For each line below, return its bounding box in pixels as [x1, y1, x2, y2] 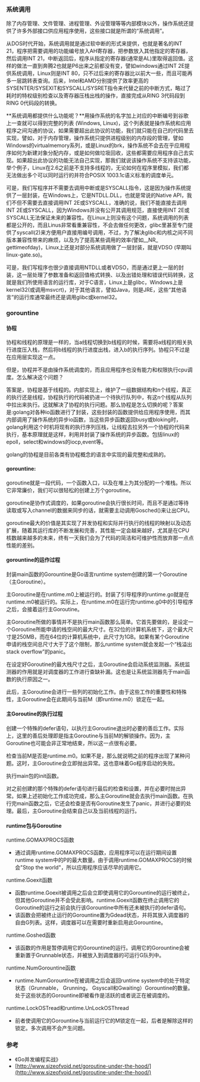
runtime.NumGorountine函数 [6, 964, 76, 971]
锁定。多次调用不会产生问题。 [14, 1025, 88, 1032]
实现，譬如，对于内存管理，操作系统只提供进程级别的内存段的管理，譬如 [6, 135, 183, 142]
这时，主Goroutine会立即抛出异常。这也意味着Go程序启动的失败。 [16, 760, 179, 767]
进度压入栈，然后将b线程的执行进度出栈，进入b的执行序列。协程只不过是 [11, 346, 190, 354]
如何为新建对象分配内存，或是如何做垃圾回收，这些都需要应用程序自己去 [11, 149, 189, 157]
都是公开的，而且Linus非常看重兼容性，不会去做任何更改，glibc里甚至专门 [6, 221, 188, 229]
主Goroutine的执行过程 [6, 710, 63, 718]
